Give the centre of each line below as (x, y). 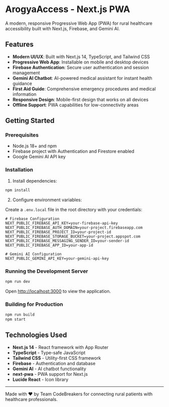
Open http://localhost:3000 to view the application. (58, 291)
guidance (22, 83)
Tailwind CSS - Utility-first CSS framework (57, 358)
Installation (19, 170)
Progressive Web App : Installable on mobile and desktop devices (80, 62)
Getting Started (30, 121)
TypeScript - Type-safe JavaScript (49, 353)
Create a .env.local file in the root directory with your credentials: (74, 209)
